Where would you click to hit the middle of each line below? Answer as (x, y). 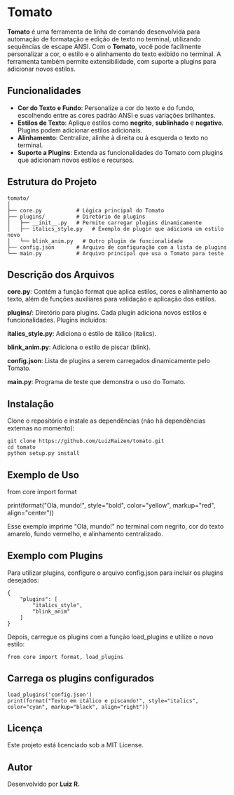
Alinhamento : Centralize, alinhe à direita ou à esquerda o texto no (113, 137)
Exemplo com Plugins (55, 556)
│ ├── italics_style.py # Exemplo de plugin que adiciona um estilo (116, 229)
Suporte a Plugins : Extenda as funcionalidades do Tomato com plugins (120, 152)
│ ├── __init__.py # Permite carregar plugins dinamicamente (104, 223)
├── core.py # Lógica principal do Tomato (86, 210)
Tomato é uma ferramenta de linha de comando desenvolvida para (104, 32)
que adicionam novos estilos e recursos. (76, 160)
